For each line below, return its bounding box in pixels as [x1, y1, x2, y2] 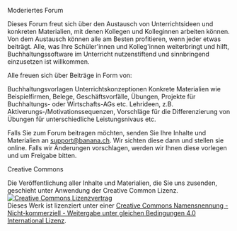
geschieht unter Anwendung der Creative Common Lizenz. [7, 186, 179, 194]
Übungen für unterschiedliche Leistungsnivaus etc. [7, 115, 157, 123]
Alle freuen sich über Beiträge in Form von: [7, 71, 132, 79]
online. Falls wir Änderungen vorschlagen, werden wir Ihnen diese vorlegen [7, 144, 228, 152]
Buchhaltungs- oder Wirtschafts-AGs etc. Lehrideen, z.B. [7, 100, 174, 108]
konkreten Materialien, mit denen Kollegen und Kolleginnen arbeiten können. [7, 28, 230, 35]
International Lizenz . [7, 216, 67, 225]
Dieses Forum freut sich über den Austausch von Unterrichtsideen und [7, 20, 214, 28]
